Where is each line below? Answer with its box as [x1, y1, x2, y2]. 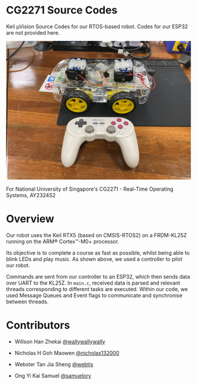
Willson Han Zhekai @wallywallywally [14, 338, 106, 345]
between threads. [6, 298, 49, 305]
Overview [6, 212, 55, 226]
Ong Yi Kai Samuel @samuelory [14, 372, 91, 379]
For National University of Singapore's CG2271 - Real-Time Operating [6, 185, 174, 192]
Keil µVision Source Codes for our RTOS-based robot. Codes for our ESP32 [6, 23, 188, 30]
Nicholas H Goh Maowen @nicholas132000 [14, 349, 120, 356]
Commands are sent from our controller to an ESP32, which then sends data [6, 273, 191, 280]
